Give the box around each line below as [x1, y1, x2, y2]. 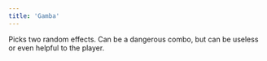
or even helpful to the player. [8, 42, 105, 53]
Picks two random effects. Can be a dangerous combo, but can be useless [8, 34, 259, 44]
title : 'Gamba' [8, 11, 60, 20]
